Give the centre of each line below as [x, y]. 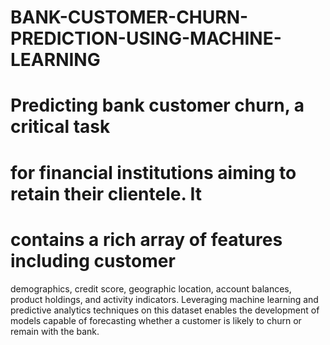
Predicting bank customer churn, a [157, 105]
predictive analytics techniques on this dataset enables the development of [165, 310]
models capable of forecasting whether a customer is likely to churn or [156, 320]
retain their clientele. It [106, 193]
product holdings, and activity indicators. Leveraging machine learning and [164, 299]
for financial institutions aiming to [153, 172]
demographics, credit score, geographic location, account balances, [151, 288]
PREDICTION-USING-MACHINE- [146, 38]
